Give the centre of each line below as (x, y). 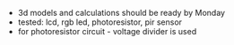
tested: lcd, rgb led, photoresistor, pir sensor (100, 22)
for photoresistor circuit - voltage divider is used (107, 31)
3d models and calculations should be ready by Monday (121, 13)
